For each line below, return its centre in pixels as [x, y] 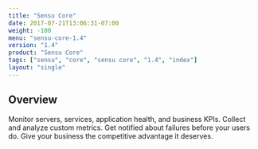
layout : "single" [37, 68]
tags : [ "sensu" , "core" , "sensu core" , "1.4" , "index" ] [103, 61]
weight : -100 [30, 30]
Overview [33, 100]
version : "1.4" [33, 45]
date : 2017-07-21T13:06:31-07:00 [64, 23]
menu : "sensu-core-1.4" [48, 38]
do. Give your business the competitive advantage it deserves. [111, 135]
